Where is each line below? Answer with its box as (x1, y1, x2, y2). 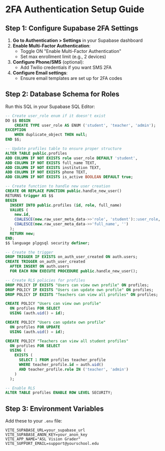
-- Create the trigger (5, 249, 53, 255)
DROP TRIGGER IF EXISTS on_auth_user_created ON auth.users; (5, 255, 138, 260)
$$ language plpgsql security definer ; (5, 240, 90, 245)
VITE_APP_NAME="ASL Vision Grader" (5, 437, 81, 442)
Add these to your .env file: (5, 418, 63, 424)
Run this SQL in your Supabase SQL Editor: (5, 103, 95, 109)
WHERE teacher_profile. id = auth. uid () (18, 362, 103, 368)
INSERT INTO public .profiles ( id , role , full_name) (10, 203, 122, 208)
